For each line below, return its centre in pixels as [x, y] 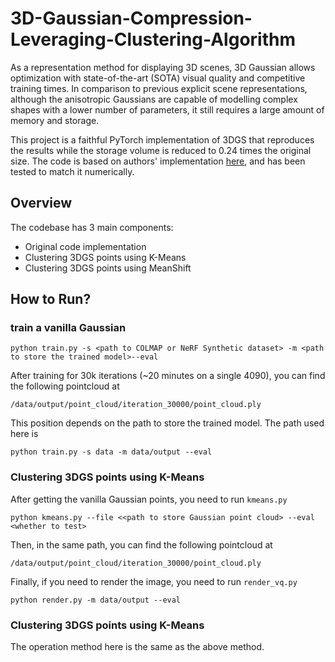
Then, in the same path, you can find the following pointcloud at [141, 544]
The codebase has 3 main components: [92, 227]
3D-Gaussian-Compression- [131, 18]
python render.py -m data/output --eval [96, 600]
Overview [41, 203]
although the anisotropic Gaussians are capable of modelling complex [154, 99]
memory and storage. [55, 120]
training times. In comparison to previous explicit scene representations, [159, 88]
